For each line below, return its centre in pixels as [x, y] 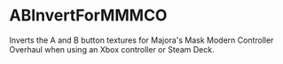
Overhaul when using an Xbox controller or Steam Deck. [112, 49]
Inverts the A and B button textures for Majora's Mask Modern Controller [141, 40]
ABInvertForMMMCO [88, 16]
